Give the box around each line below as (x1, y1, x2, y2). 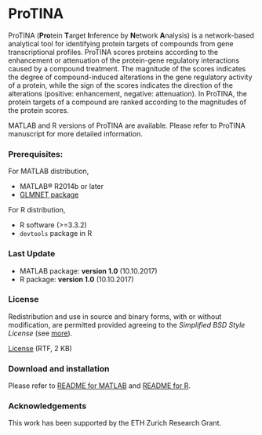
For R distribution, (8, 205, 66, 215)
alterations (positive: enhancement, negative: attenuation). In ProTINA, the (8, 89, 247, 98)
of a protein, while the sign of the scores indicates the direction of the (8, 80, 234, 90)
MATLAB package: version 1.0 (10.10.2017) (19, 266, 158, 275)
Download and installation (8, 363, 110, 374)
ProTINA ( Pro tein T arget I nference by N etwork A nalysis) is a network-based (8, 31, 255, 40)
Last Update (8, 248, 56, 259)
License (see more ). (8, 328, 73, 338)
